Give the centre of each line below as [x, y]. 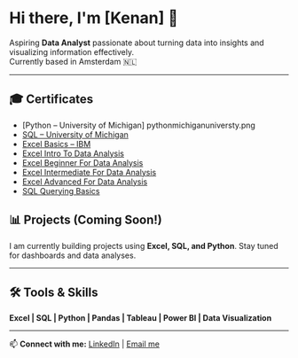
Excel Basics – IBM [56, 144]
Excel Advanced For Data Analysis [85, 182]
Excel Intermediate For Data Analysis [89, 172]
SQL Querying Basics [61, 191]
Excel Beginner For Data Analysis [82, 162]
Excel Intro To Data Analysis [73, 153]
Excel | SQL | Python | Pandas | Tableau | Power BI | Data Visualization [141, 318]
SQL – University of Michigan [75, 134]
